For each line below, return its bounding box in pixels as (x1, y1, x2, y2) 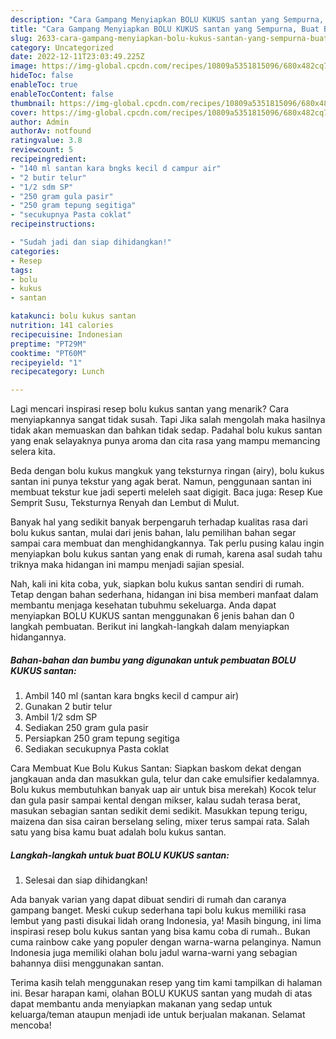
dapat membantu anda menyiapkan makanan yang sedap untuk (10, 998, 273, 1010)
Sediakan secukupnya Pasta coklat (24, 743, 170, 755)
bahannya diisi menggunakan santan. (10, 957, 165, 970)
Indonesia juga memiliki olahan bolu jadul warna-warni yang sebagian (10, 947, 298, 959)
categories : (10, 246, 60, 256)
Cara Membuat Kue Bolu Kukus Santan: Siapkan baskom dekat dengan (10, 762, 302, 775)
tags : (10, 265, 33, 275)
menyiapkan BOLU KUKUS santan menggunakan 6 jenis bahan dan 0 (10, 610, 295, 622)
